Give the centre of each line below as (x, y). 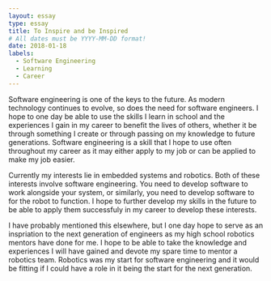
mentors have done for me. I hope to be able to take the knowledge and (128, 242)
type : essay (28, 23)
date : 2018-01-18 (38, 46)
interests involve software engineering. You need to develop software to (128, 184)
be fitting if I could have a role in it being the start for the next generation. (130, 268)
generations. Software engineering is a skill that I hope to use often (120, 142)
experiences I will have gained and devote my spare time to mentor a (123, 251)
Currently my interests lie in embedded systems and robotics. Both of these (134, 175)
